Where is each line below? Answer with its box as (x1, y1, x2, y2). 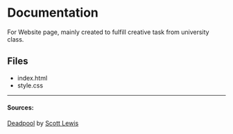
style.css (17, 81, 44, 90)
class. (7, 35, 24, 43)
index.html (17, 74, 48, 82)
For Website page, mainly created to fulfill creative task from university (7, 28, 209, 36)
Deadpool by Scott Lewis (7, 119, 79, 127)
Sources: (7, 103, 34, 112)
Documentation (7, 5, 99, 21)
